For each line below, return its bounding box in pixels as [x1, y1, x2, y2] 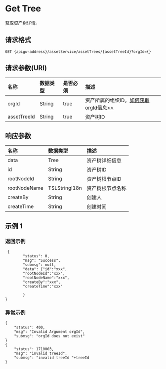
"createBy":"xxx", [23, 280, 61, 285]
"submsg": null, [23, 262, 56, 267]
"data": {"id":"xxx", [23, 267, 68, 272]
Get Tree [5, 3, 41, 14]
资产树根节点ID [86, 176, 122, 183]
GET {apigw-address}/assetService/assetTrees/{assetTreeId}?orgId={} [5, 49, 152, 54]
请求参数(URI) [5, 64, 47, 72]
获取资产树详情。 [5, 20, 40, 26]
